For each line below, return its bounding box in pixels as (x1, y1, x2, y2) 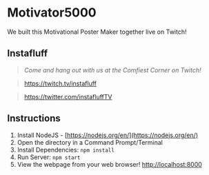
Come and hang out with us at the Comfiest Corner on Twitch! (23, 65, 201, 74)
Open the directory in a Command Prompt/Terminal (17, 138, 163, 146)
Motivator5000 (7, 5, 97, 21)
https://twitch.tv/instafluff (23, 79, 97, 87)
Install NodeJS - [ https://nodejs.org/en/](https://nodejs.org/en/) (17, 131, 199, 139)
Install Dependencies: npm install (17, 145, 115, 154)
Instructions (7, 112, 61, 125)
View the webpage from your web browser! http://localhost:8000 (17, 160, 202, 168)
